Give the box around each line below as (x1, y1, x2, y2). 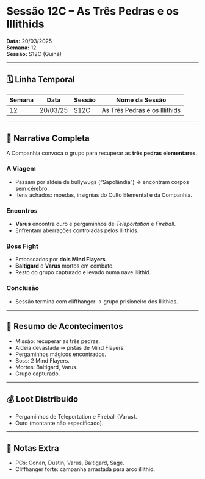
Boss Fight (6, 242, 38, 250)
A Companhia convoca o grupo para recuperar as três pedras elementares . (6, 149, 197, 157)
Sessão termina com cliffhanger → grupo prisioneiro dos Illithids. (15, 297, 178, 305)
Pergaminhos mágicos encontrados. (15, 350, 107, 358)
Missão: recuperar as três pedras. (15, 337, 101, 345)
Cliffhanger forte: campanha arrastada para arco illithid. (15, 466, 156, 473)
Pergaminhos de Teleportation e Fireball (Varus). (15, 413, 137, 420)
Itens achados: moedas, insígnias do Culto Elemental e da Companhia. (15, 191, 192, 199)
